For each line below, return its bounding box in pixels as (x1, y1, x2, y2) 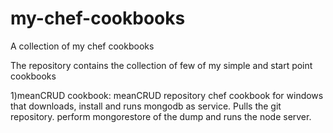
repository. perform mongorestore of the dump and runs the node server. (10, 110, 312, 122)
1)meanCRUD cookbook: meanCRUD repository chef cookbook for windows (10, 89, 324, 101)
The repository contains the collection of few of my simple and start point (10, 59, 313, 71)
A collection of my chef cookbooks (10, 40, 155, 52)
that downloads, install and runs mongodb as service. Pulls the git (10, 100, 282, 112)
